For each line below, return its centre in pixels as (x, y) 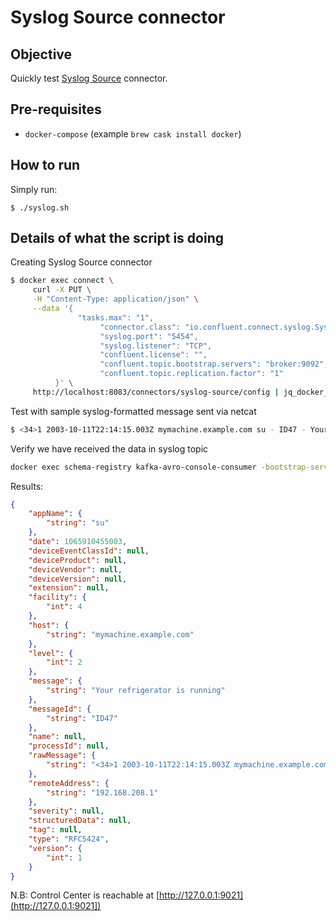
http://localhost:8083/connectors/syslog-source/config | (156, 392)
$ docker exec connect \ (62, 281)
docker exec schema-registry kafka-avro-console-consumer (133, 467)
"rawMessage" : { (62, 756)
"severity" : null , (66, 811)
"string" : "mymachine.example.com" (120, 634)
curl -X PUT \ (62, 290)
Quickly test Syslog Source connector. (89, 78)
